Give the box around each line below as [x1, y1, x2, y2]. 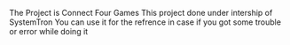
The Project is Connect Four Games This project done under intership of [9, 8, 273, 18]
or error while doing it [9, 26, 89, 36]
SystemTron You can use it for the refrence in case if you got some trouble [9, 17, 282, 27]
